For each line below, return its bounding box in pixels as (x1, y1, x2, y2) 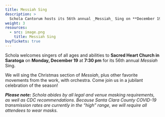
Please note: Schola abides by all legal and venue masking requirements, (5, 92, 155, 97)
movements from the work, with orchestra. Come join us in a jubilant (5, 77, 143, 83)
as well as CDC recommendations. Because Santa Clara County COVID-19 (5, 97, 157, 103)
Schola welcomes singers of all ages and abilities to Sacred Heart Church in (5, 52, 160, 58)
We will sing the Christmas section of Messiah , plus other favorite (5, 72, 138, 78)
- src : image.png (9, 30, 45, 35)
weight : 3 (5, 20, 26, 26)
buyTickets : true (5, 39, 41, 44)
